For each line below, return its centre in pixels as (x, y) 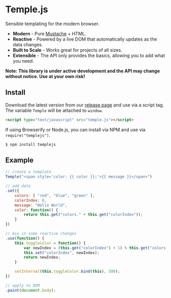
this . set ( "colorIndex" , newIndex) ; (62, 253)
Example (19, 160)
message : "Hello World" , (41, 205)
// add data (18, 186)
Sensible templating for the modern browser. (52, 24)
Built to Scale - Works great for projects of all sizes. (67, 50)
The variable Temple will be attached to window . (54, 110)
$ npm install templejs (31, 144)
